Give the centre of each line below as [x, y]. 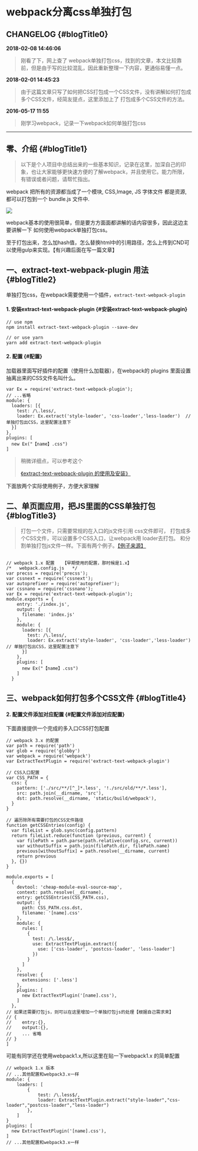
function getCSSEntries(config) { [49, 826]
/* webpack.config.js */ [42, 568]
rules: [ [32, 929]
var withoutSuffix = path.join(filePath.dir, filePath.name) [93, 846]
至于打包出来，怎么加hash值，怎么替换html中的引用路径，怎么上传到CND [95, 242]
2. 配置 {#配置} [24, 357]
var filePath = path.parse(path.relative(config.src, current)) [97, 841]
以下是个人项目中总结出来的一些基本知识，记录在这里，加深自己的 [100, 164]
